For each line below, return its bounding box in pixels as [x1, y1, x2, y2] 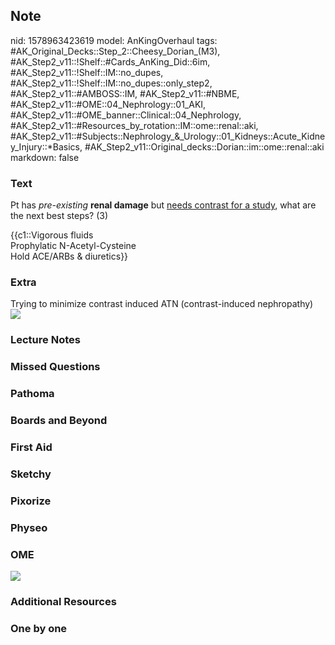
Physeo [10, 520, 48, 534]
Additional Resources [10, 595, 117, 608]
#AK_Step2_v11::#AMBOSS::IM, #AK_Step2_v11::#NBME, [10, 87, 240, 99]
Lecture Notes [10, 333, 81, 347]
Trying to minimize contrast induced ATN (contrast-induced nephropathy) [10, 298, 314, 310]
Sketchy [10, 467, 52, 481]
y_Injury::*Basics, [10, 140, 83, 153]
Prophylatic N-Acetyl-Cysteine [10, 240, 137, 252]
